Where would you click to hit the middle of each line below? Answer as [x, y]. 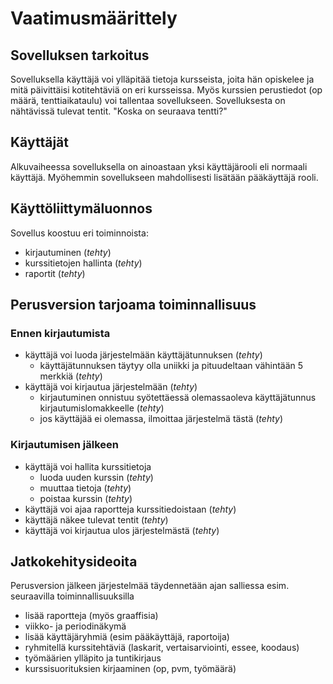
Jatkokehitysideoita [74, 561]
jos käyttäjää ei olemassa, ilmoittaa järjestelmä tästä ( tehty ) [161, 419]
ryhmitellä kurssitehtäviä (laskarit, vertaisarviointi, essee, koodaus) [162, 648]
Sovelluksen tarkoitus [80, 55]
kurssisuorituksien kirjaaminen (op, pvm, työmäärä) [130, 669]
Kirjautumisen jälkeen [65, 445]
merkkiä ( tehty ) [71, 376]
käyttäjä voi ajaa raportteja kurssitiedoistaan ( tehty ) [130, 509]
